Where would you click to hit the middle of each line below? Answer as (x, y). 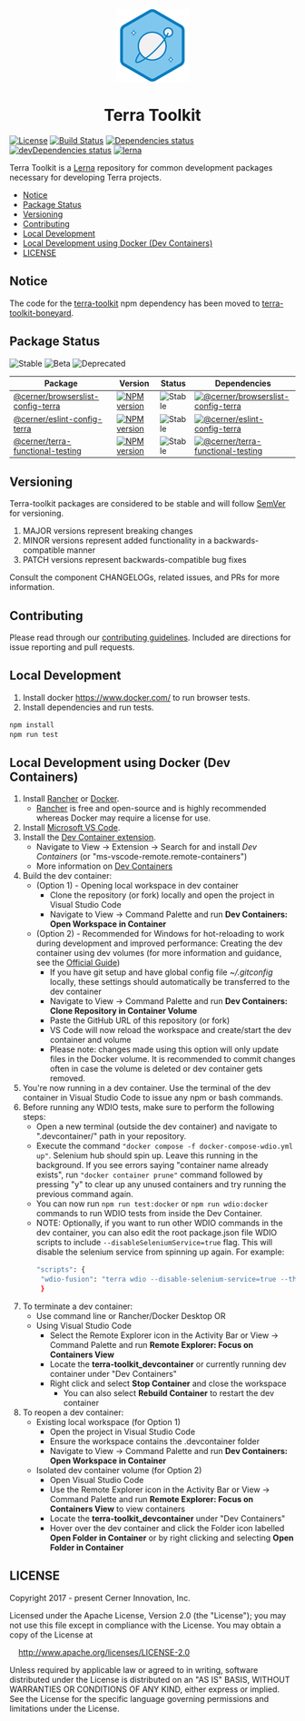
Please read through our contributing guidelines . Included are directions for (150, 637)
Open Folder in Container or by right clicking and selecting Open (172, 1538)
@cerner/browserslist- (56, 397)
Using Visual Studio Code (84, 1325)
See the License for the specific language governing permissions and (139, 1698)
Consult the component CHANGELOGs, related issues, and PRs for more (144, 577)
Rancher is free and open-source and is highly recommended (151, 809)
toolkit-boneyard (40, 312)
